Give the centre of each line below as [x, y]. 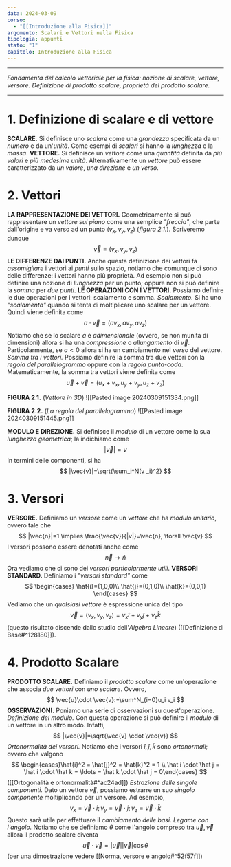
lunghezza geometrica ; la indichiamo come [68, 439]
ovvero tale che [29, 525]
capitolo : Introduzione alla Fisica [59, 52]
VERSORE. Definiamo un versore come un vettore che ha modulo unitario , [112, 518]
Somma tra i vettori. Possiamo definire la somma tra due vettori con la [106, 358]
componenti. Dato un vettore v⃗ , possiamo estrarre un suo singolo [101, 790]
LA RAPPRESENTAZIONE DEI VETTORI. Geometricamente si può [99, 215]
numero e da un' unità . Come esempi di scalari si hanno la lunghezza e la [110, 146]
